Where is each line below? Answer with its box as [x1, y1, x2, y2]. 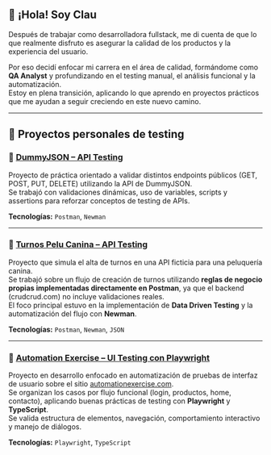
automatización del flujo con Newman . [8, 308, 137, 319]
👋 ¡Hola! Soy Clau [8, 8, 97, 22]
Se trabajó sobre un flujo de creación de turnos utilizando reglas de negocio [8, 274, 263, 284]
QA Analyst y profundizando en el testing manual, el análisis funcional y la [8, 70, 256, 81]
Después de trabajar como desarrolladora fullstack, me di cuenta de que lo [8, 29, 257, 39]
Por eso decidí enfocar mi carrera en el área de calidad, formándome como [8, 62, 259, 72]
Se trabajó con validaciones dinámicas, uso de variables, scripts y [8, 187, 228, 197]
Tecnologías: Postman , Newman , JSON [8, 324, 125, 334]
